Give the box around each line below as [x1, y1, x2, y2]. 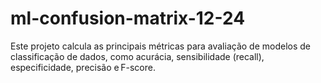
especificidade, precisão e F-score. [10, 61, 156, 73]
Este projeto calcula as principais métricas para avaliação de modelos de [10, 40, 312, 52]
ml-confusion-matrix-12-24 [10, 7, 246, 30]
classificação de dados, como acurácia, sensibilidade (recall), [10, 50, 265, 62]
